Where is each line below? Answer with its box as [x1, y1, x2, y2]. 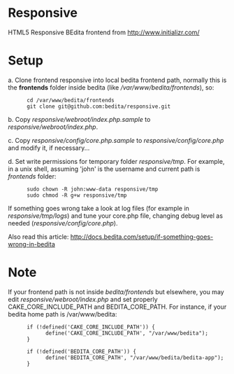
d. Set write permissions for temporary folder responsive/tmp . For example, [8, 157, 225, 165]
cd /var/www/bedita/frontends [26, 97, 115, 104]
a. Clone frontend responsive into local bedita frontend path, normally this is [8, 76, 227, 84]
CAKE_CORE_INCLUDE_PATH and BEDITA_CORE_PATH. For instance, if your [8, 303, 227, 311]
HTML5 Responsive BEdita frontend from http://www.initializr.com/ [8, 28, 200, 36]
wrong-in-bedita [8, 240, 55, 248]
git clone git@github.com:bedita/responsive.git [26, 103, 171, 110]
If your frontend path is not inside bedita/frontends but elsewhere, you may [8, 287, 224, 296]
